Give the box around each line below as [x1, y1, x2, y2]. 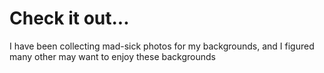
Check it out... [9, 7, 130, 30]
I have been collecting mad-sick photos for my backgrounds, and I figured [9, 40, 315, 52]
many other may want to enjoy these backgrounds [9, 50, 216, 62]
